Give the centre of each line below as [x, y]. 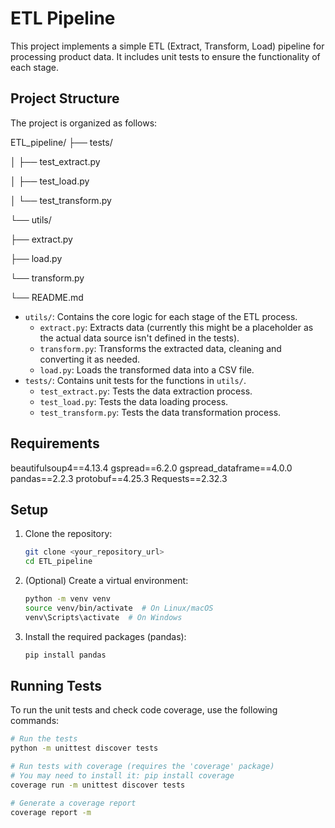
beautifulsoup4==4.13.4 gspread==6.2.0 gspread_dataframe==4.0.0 [151, 468]
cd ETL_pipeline [58, 562]
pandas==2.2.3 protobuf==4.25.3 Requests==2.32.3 [119, 478]
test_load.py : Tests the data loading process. [134, 401]
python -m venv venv [67, 599]
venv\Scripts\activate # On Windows [103, 617]
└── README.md [47, 297]
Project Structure [65, 98]
